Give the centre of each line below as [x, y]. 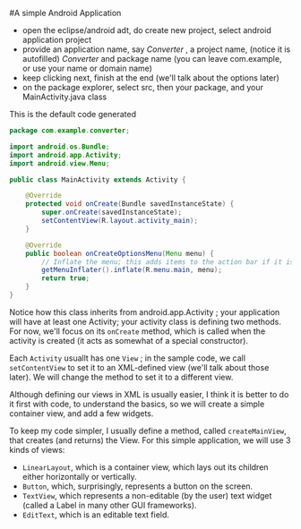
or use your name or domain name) [87, 68]
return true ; [66, 278]
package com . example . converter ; [69, 131]
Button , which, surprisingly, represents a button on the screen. [138, 486]
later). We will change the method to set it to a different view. [121, 377]
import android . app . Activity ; [66, 155]
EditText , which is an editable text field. [96, 515]
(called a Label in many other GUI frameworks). [109, 505]
